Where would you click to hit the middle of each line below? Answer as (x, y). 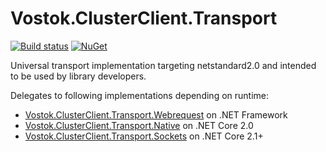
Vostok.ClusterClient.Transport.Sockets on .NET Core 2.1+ (144, 136)
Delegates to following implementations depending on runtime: (140, 95)
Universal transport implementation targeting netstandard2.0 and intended (163, 65)
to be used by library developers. (78, 76)
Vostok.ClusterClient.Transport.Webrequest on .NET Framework (156, 114)
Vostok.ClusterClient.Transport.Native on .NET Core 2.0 (139, 125)
